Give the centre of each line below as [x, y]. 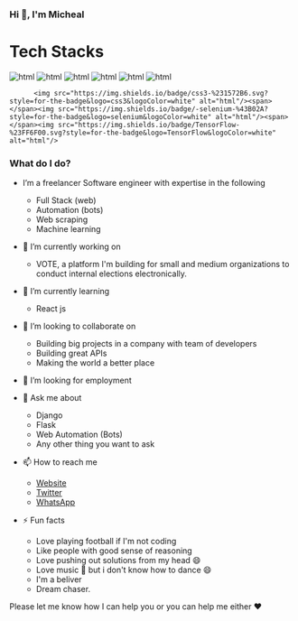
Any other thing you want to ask [95, 444]
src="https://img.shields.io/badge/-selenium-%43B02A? [163, 109]
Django [49, 415]
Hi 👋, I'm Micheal [47, 14]
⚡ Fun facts [43, 520]
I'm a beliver [59, 579]
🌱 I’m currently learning [66, 292]
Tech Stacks [57, 52]
